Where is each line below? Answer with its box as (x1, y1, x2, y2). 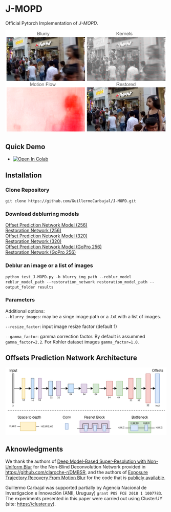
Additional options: (5, 308, 45, 314)
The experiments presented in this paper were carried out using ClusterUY (5, 496, 163, 502)
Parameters (5, 296, 35, 303)
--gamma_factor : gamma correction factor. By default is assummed (5, 333, 145, 339)
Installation (5, 171, 42, 179)
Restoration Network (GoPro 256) (5, 249, 76, 255)
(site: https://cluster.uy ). (5, 501, 56, 507)
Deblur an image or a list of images (5, 262, 93, 269)
